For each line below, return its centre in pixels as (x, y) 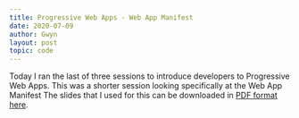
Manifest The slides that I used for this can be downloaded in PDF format (144, 96)
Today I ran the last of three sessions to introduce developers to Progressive (149, 76)
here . (19, 105)
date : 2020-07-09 (42, 26)
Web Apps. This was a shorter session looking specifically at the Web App (146, 86)
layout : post (33, 42)
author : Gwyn (33, 34)
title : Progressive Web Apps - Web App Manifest (101, 17)
